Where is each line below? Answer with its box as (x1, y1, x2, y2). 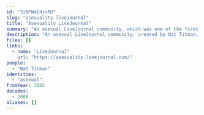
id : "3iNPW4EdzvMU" (6, 9, 56, 15)
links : (6, 43, 23, 49)
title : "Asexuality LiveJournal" (6, 20, 92, 26)
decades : (6, 88, 29, 94)
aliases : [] (6, 99, 37, 105)
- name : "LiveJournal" (12, 49, 70, 55)
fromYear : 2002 (6, 83, 45, 89)
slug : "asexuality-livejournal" (6, 15, 89, 21)
